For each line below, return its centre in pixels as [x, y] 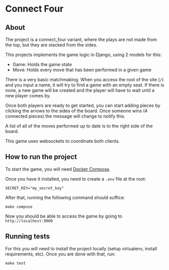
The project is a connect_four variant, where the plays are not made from [81, 39]
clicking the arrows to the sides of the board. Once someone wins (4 [76, 111]
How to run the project [41, 157]
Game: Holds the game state [42, 64]
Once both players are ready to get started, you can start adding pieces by [83, 105]
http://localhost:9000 [29, 221]
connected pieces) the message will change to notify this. [65, 116]
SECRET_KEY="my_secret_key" [35, 188]
